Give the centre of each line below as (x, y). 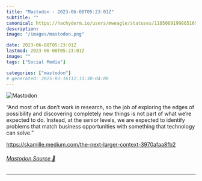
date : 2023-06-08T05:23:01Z (41, 45)
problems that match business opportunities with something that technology (101, 127)
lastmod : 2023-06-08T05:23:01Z (45, 51)
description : (23, 29)
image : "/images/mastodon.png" (45, 34)
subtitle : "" (23, 17)
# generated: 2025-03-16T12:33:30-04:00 (58, 78)
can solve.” (20, 133)
